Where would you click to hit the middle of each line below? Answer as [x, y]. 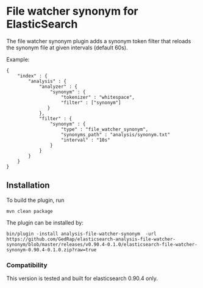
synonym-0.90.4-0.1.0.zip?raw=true [52, 250]
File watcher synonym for [72, 11]
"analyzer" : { [58, 87]
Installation [28, 185]
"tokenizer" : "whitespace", [98, 97]
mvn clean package [30, 211]
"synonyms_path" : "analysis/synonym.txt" [116, 135]
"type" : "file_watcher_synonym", [105, 129]
